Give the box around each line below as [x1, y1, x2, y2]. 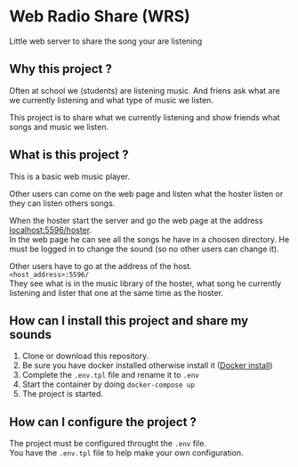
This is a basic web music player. [9, 171, 131, 182]
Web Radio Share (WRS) [9, 6, 191, 27]
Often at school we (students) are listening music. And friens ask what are [9, 85, 280, 95]
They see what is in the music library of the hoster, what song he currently [9, 278, 282, 289]
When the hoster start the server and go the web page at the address [9, 215, 264, 225]
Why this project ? [9, 61, 113, 77]
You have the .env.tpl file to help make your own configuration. [9, 447, 244, 458]
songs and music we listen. [9, 121, 109, 132]
